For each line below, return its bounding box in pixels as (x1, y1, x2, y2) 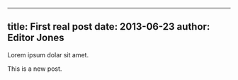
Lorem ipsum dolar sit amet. (7, 50, 89, 59)
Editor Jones (7, 32, 65, 44)
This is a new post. (7, 64, 62, 73)
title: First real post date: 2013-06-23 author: (7, 21, 210, 33)
